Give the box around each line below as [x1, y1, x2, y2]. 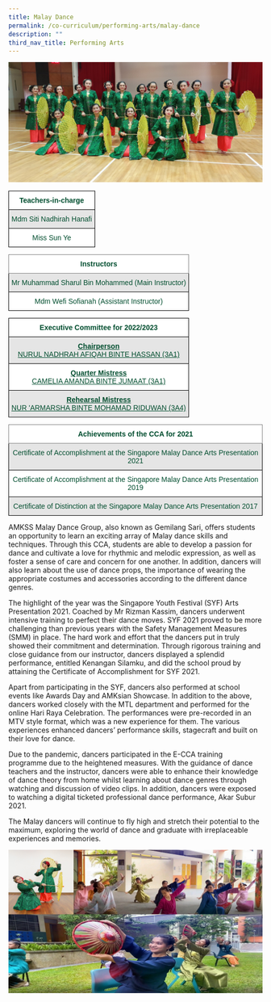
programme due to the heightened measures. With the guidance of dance [8, 758, 253, 768]
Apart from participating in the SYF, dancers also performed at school [8, 682, 240, 692]
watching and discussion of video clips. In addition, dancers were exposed [8, 784, 256, 794]
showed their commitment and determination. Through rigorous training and [8, 641, 261, 651]
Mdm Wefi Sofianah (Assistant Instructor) [35, 297, 164, 306]
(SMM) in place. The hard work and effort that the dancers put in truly [8, 632, 240, 642]
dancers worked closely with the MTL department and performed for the [8, 699, 250, 710]
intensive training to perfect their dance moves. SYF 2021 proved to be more [8, 615, 262, 625]
